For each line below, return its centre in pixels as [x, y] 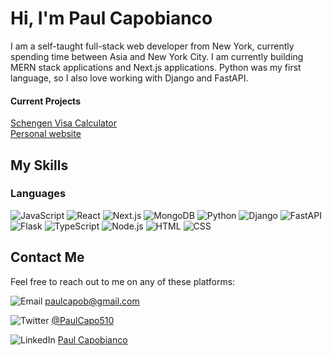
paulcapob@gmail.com [92, 301]
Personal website [46, 134]
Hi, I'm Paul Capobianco [111, 18]
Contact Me [47, 257]
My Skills [39, 165]
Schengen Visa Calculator [64, 123]
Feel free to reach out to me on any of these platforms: [123, 281]
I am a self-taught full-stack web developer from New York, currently [152, 46]
